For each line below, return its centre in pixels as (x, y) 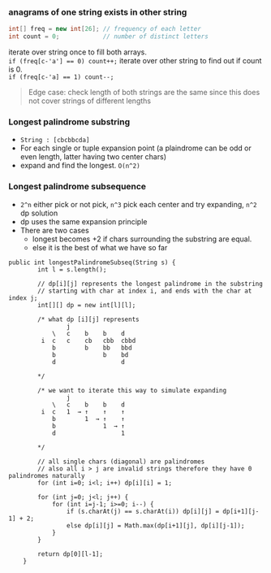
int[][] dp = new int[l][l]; (87, 305)
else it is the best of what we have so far (100, 247)
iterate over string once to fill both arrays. (78, 52)
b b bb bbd (92, 348)
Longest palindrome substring (69, 122)
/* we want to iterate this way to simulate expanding (132, 390)
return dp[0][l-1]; (71, 554)
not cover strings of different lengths (90, 101)
